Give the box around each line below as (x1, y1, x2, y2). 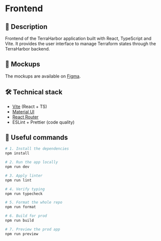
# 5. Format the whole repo (5, 200, 63, 205)
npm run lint (5, 178, 32, 183)
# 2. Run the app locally (5, 160, 58, 165)
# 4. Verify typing (5, 187, 45, 191)
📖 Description (5, 23, 48, 31)
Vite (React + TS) (12, 104, 48, 109)
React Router (12, 114, 39, 120)
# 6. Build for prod (5, 214, 48, 218)
